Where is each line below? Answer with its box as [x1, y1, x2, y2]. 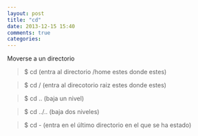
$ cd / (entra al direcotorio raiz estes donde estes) [23, 81, 167, 89]
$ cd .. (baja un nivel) [23, 94, 85, 103]
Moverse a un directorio [7, 54, 75, 63]
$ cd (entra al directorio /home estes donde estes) [23, 68, 167, 76]
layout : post [7, 10, 45, 17]
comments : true [7, 29, 51, 36]
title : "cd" [7, 16, 41, 23]
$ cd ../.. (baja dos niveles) [23, 108, 100, 116]
